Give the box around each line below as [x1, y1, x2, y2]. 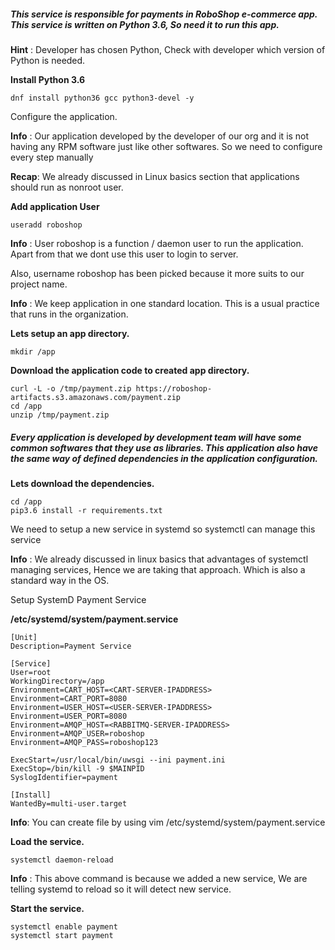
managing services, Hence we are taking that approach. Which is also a [10, 563, 306, 575]
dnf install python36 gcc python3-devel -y [10, 93, 195, 103]
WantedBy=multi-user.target [10, 798, 128, 809]
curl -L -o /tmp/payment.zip [10, 383, 132, 394]
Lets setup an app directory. [10, 327, 130, 339]
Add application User [10, 200, 100, 212]
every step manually [10, 151, 94, 163]
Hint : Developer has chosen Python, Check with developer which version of [10, 43, 326, 55]
